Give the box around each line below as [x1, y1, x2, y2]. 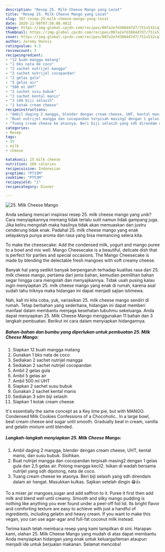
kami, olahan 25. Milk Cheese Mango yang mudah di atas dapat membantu [5, 530, 156, 536]
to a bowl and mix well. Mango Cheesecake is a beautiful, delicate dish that [5, 247, 157, 253]
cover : [5, 35, 19, 40]
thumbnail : [5, 30, 28, 35]
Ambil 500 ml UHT [12, 378, 50, 384]
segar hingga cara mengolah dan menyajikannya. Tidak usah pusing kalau [5, 277, 155, 283]
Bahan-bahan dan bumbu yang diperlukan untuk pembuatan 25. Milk [5, 329, 151, 335]
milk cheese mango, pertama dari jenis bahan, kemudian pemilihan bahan [5, 272, 154, 278]
